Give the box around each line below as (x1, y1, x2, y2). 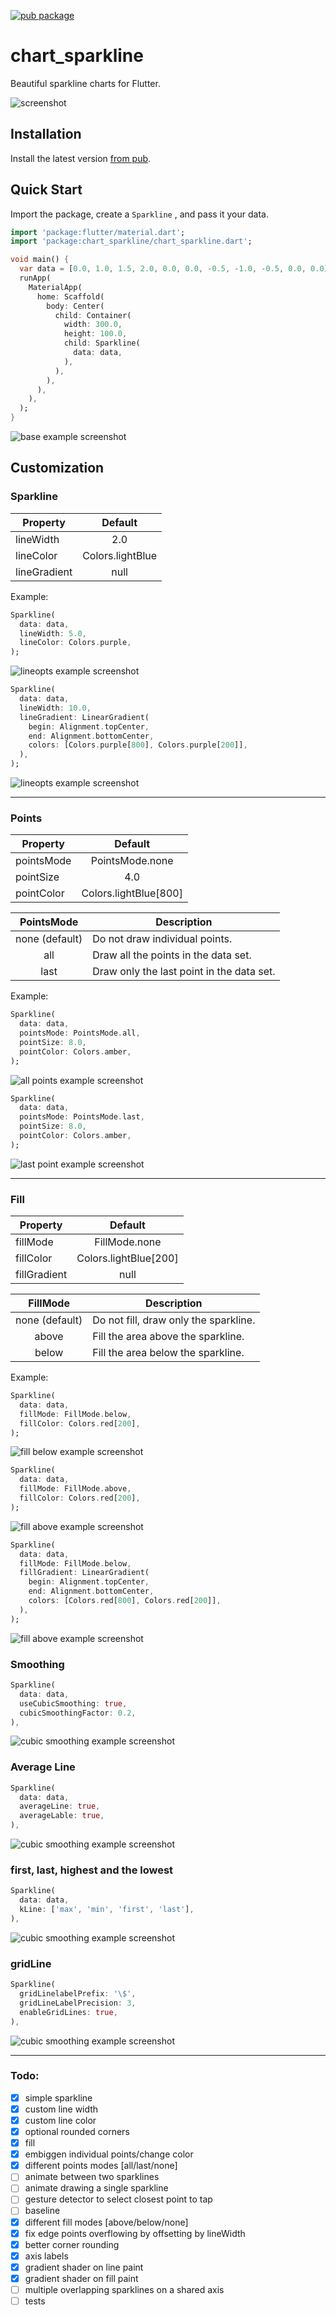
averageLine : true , (19, 1801, 101, 1812)
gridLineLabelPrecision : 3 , (19, 1998, 137, 2008)
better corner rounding (24, 2238, 120, 2250)
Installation (10, 126, 82, 143)
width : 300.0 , (63, 320, 123, 330)
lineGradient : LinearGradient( (19, 712, 150, 722)
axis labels (24, 2250, 69, 2262)
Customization (10, 460, 105, 477)
